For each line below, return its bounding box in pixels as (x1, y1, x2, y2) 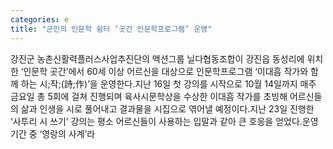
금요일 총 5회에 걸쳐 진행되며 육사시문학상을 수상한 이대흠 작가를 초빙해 (10, 90, 288, 102)
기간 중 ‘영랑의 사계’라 (10, 127, 96, 140)
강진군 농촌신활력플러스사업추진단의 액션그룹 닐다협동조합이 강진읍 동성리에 (10, 52, 305, 65)
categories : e (10, 14, 70, 25)
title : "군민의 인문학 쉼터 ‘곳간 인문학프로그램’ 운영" (10, 24, 213, 34)
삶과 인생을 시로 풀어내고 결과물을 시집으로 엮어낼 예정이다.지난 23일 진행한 (20, 102, 315, 115)
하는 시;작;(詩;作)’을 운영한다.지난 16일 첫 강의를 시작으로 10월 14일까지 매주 (20, 77, 317, 90)
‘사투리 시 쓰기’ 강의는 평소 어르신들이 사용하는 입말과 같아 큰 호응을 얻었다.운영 (10, 115, 319, 127)
